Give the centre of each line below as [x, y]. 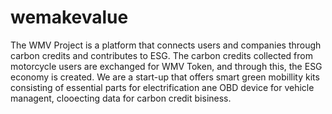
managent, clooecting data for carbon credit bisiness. [121, 98]
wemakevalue [69, 17]
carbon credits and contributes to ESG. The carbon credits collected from [161, 55]
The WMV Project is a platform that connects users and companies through [166, 45]
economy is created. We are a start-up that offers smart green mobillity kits [165, 77]
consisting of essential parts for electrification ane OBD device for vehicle [162, 87]
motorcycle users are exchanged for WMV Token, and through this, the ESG [166, 66]
